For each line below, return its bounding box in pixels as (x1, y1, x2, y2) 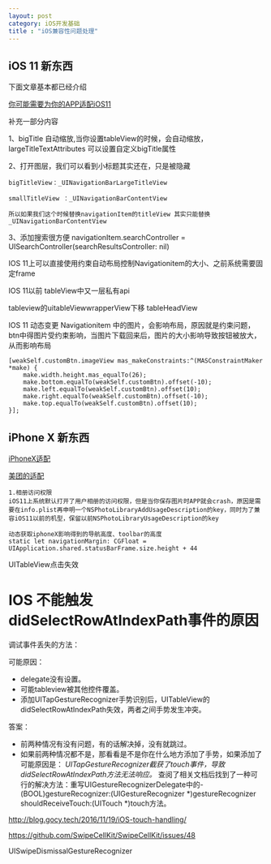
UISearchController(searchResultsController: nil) (8, 242, 170, 251)
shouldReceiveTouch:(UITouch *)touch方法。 (19, 798, 171, 808)
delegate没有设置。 (19, 674, 86, 684)
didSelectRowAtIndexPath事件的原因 (8, 612, 260, 630)
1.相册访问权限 (8, 488, 53, 496)
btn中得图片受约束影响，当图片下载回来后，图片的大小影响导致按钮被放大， (8, 330, 261, 341)
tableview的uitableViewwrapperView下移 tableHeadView (8, 303, 198, 313)
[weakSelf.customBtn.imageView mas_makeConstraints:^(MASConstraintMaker (8, 357, 264, 365)
